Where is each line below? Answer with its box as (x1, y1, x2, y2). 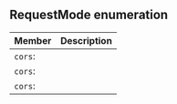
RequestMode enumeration (9, 7, 169, 23)
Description (60, 34, 112, 47)
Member (14, 34, 52, 47)
